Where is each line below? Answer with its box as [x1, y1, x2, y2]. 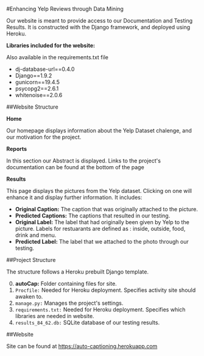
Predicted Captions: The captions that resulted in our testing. [15, 212, 171, 219]
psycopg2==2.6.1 [15, 85, 59, 92]
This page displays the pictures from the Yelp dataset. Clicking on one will [6, 187, 192, 194]
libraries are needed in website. [15, 313, 94, 319]
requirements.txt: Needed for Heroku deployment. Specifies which [15, 306, 186, 313]
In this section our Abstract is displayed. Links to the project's [6, 157, 161, 164]
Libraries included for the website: [6, 42, 96, 49]
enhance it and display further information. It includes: [6, 194, 142, 201]
